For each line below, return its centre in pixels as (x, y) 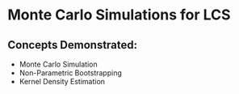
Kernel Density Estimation (62, 81)
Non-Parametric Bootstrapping (71, 73)
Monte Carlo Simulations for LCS (119, 15)
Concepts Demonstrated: (73, 45)
